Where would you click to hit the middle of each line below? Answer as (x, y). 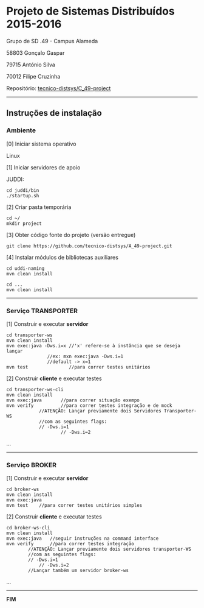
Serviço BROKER (31, 465)
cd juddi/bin (23, 190)
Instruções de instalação (54, 113)
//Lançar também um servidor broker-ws (79, 571)
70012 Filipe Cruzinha (33, 76)
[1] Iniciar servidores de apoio (43, 167)
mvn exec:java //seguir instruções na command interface (83, 539)
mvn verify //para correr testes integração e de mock (89, 405)
